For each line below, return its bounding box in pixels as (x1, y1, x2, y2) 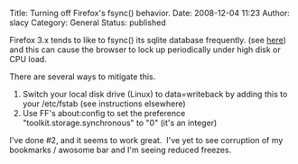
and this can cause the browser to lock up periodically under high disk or (9, 44, 282, 55)
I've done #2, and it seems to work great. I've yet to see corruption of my (9, 135, 284, 145)
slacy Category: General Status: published (9, 17, 166, 28)
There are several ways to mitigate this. (9, 71, 156, 82)
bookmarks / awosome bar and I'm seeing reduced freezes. (9, 144, 232, 155)
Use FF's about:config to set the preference (22, 108, 186, 118)
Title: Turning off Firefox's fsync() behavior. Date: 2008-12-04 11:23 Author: (9, 8, 291, 18)
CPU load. (9, 54, 47, 64)
